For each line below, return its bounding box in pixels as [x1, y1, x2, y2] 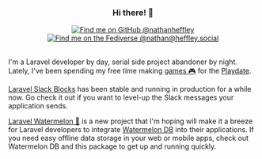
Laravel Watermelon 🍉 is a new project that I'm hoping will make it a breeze [8, 116, 253, 126]
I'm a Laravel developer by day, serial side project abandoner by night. [8, 57, 237, 66]
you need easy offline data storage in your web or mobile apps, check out [8, 134, 249, 143]
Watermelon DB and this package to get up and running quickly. [8, 142, 217, 151]
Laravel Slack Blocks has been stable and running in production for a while [8, 85, 252, 94]
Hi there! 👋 [112, 7, 154, 18]
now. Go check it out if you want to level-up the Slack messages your [8, 93, 234, 102]
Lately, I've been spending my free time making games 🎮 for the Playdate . [8, 66, 252, 76]
